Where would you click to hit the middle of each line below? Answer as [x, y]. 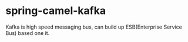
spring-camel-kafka [56, 11]
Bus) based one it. [28, 33]
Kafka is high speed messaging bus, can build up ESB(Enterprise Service [94, 27]
